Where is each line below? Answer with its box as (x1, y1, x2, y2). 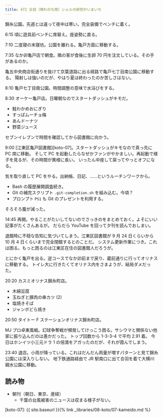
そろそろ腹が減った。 (5, 206, 48, 212)
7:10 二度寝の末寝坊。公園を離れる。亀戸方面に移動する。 (5, 42, 121, 48)
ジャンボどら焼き (12, 306, 47, 312)
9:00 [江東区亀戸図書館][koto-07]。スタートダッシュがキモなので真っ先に (5, 145, 153, 150)
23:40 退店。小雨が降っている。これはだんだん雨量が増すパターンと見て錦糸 (5, 349, 159, 355)
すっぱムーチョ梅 (12, 111, 47, 117)
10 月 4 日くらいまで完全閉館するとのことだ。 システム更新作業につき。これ (5, 239, 157, 245)
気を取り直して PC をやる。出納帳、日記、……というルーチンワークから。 (5, 173, 153, 179)
